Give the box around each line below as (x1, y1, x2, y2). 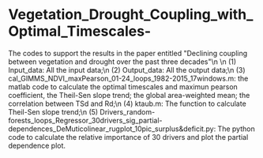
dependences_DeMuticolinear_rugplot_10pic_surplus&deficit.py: (8, 124, 216, 134)
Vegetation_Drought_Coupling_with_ (8, 6, 254, 24)
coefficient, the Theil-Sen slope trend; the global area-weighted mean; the (8, 90, 250, 100)
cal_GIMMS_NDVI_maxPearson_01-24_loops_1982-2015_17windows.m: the (8, 73, 249, 83)
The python (217, 124, 255, 134)
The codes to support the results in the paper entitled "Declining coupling (8, 48, 248, 58)
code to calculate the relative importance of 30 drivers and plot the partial (8, 132, 249, 141)
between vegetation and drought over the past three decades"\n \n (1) (8, 57, 237, 66)
